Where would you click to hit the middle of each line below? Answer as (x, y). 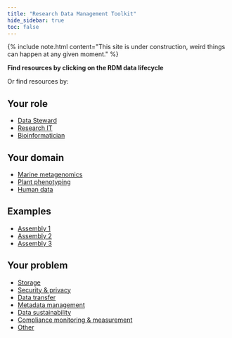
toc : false (23, 27)
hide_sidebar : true (36, 20)
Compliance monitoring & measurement (75, 320)
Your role (27, 104)
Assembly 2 (35, 235)
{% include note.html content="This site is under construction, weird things (116, 47)
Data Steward (37, 121)
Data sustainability (44, 312)
